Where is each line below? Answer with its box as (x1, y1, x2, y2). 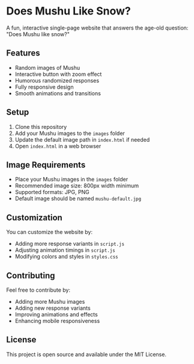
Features (6, 48, 40, 58)
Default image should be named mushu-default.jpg (14, 195, 142, 202)
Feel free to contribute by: (6, 286, 71, 293)
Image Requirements (6, 160, 86, 170)
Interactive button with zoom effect (14, 71, 102, 78)
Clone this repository (14, 123, 67, 130)
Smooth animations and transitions (14, 89, 101, 97)
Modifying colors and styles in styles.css (14, 253, 118, 260)
